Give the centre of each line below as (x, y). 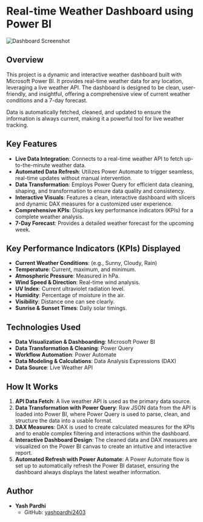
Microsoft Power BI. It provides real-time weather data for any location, (95, 81)
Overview (25, 60)
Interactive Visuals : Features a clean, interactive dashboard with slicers (105, 197)
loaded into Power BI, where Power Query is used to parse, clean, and (102, 414)
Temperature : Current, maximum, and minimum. (75, 269)
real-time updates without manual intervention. (73, 178)
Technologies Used (43, 327)
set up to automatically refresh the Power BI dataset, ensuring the (97, 466)
